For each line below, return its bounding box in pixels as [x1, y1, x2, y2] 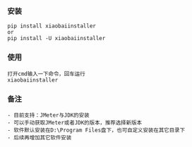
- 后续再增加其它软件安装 [7, 134, 72, 141]
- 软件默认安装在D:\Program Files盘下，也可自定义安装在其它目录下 [7, 127, 186, 134]
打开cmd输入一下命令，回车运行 [7, 70, 86, 77]
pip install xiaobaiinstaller [7, 23, 97, 30]
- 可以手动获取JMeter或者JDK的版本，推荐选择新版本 [7, 119, 143, 126]
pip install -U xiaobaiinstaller [7, 35, 106, 42]
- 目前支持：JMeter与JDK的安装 [7, 111, 90, 119]
